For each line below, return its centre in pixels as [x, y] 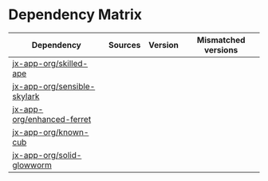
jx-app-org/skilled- [50, 63]
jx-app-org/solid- [47, 155]
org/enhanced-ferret [52, 119]
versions [221, 49]
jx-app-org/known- [51, 132]
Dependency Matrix [75, 15]
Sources [124, 45]
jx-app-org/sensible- [54, 86]
